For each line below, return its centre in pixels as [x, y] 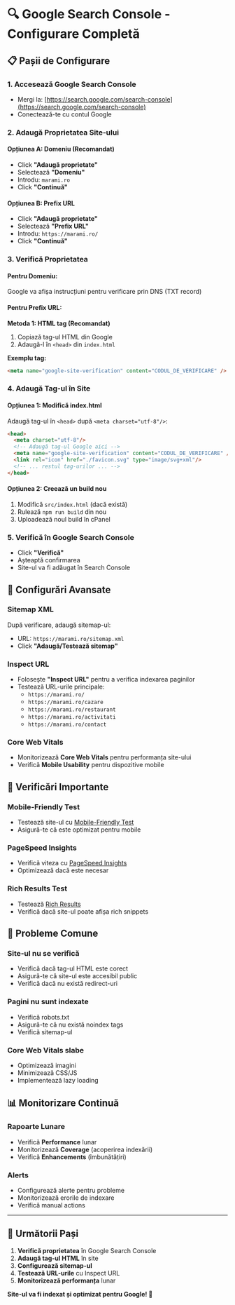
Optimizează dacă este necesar [63, 870]
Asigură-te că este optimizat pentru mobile [79, 830]
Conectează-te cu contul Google [64, 114]
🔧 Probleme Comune [53, 934]
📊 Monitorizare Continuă [63, 1103]
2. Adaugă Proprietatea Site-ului [63, 133]
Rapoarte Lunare [36, 1127]
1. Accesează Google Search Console [72, 84]
